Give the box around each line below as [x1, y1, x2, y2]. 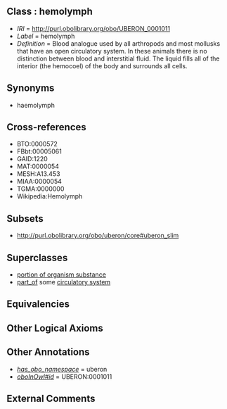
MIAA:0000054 [16, 177, 63, 186]
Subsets [6, 213, 44, 225]
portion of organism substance [16, 270, 107, 279]
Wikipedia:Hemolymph [16, 192, 83, 201]
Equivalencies [6, 298, 70, 310]
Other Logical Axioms [6, 322, 103, 334]
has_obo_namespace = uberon [16, 365, 108, 373]
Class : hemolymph [6, 6, 93, 18]
